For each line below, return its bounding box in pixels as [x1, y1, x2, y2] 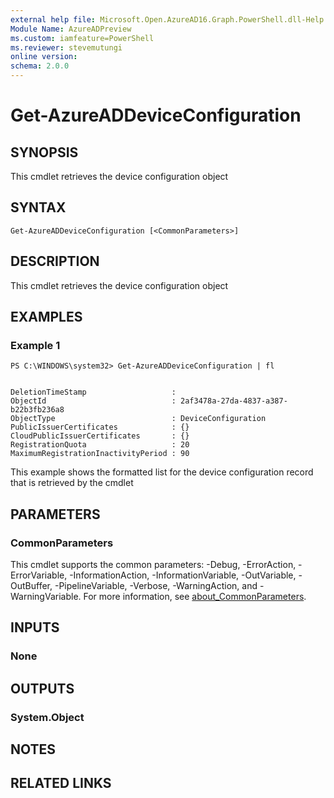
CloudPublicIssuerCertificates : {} [10, 431, 190, 441]
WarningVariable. [10, 591, 82, 602]
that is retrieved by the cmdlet [10, 477, 134, 489]
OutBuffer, [10, 580, 53, 591]
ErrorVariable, [10, 569, 68, 581]
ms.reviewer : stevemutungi [10, 42, 123, 53]
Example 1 [10, 338, 61, 352]
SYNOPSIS [10, 144, 79, 161]
